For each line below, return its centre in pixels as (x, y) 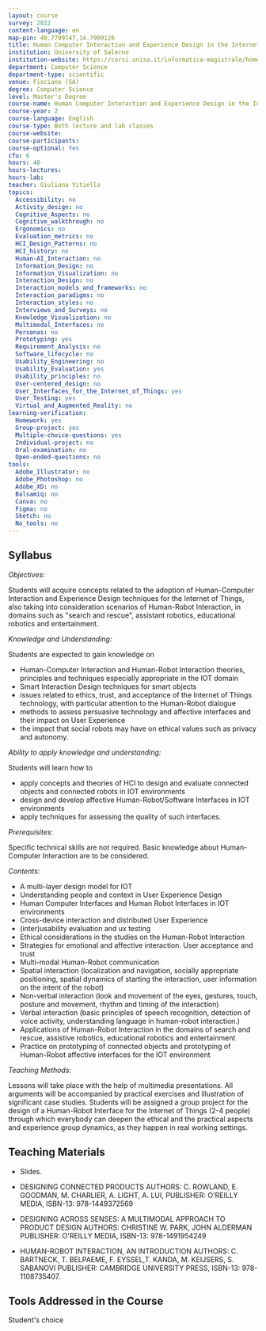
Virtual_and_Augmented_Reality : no (74, 406)
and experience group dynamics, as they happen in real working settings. (128, 1127)
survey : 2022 (30, 23)
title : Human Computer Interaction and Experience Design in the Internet (134, 45)
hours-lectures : (35, 170)
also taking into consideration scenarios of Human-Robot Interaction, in (125, 607)
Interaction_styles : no (54, 302)
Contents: (24, 871)
